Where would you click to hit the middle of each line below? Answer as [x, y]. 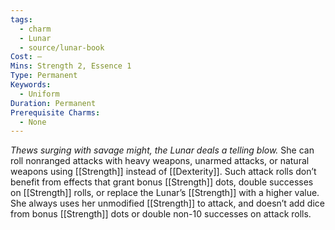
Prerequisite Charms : [55, 112]
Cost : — [26, 57]
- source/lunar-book [62, 47]
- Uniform [39, 94]
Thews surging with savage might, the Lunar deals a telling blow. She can [162, 150]
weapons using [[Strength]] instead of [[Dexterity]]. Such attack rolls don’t [163, 172]
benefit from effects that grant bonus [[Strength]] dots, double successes [162, 182]
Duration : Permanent [53, 103]
